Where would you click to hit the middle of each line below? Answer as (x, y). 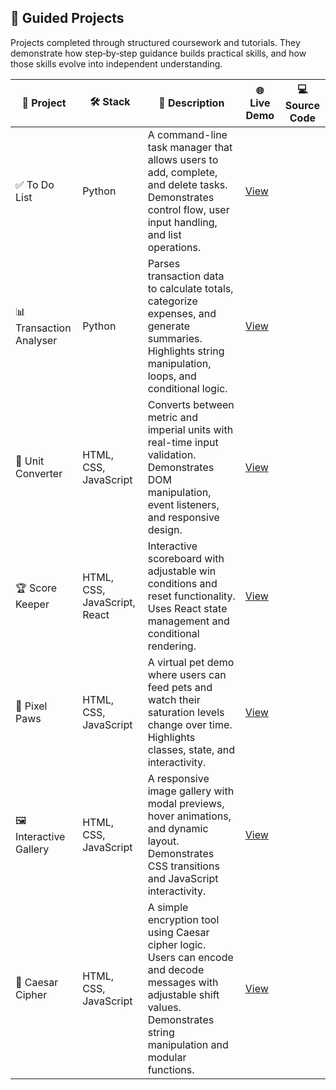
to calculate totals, (190, 288)
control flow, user (188, 209)
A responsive (178, 778)
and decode (176, 969)
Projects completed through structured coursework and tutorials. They (155, 42)
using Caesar (178, 932)
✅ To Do (35, 184)
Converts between (191, 404)
